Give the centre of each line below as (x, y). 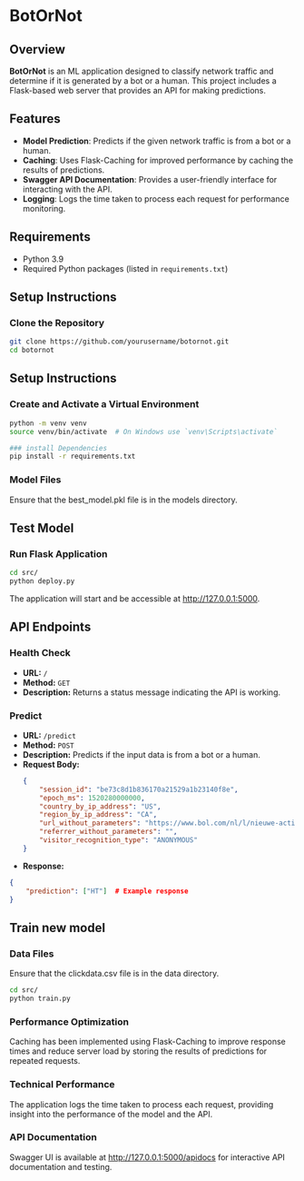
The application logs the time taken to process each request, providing (142, 1104)
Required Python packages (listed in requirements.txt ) (125, 268)
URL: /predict (49, 735)
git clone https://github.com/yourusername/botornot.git (119, 342)
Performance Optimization (69, 1021)
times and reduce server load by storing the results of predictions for (138, 1051)
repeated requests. (45, 1061)
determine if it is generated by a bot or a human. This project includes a (143, 81)
